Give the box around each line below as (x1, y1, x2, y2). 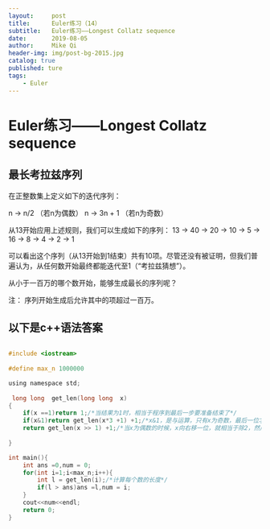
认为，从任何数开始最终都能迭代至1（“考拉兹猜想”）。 (14, 261, 190, 271)
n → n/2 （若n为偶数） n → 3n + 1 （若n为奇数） (8, 208, 168, 217)
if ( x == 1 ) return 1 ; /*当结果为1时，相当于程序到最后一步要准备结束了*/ (22, 409, 237, 417)
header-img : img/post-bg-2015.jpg (8, 49, 125, 57)
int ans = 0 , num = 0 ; (22, 461, 92, 469)
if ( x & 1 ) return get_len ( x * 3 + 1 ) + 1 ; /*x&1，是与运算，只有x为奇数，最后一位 (22, 416, 260, 425)
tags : (8, 72, 27, 80)
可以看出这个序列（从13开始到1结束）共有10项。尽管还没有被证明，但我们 (8, 250, 252, 260)
